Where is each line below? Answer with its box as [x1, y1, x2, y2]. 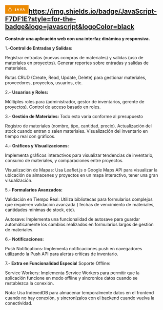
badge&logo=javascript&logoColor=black [5, 23, 135, 31]
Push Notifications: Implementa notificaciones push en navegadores [5, 245, 143, 251]
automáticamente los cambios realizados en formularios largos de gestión [5, 221, 154, 227]
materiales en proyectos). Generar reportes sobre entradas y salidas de [5, 60, 149, 66]
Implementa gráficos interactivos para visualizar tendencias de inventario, [5, 152, 154, 158]
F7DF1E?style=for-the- [5, 15, 77, 24]
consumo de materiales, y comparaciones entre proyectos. [5, 157, 123, 163]
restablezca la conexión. [5, 280, 54, 286]
